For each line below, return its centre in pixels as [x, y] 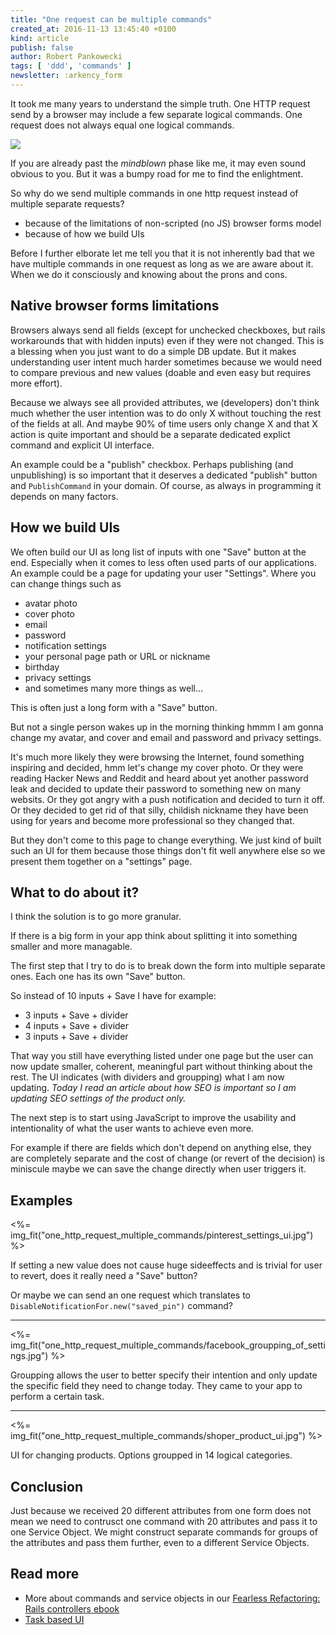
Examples [41, 1200]
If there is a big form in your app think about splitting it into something [154, 936]
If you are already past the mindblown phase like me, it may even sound [158, 163]
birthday [42, 667]
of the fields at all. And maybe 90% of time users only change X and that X [164, 423]
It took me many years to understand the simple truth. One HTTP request [160, 103]
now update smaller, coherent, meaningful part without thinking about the [161, 1067]
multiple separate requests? [67, 203]
